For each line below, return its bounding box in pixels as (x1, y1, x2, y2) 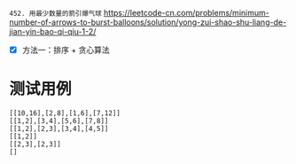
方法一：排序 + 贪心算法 (21, 44, 110, 55)
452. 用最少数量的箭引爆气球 (9, 9, 102, 18)
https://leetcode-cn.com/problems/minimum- (103, 8, 270, 18)
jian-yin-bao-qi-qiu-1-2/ (9, 27, 97, 36)
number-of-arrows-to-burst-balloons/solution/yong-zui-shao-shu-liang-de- (9, 17, 287, 27)
